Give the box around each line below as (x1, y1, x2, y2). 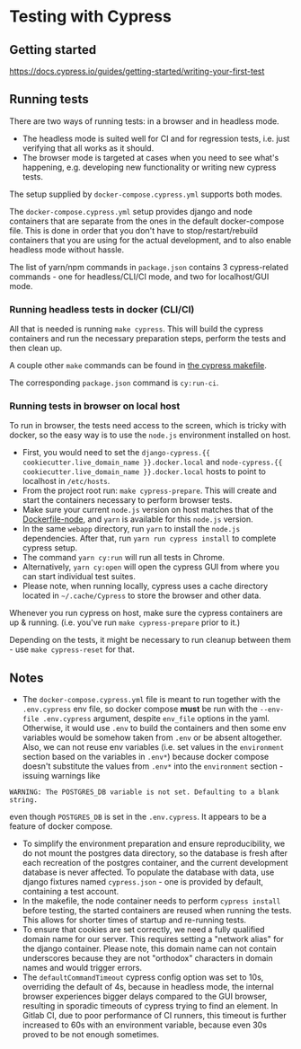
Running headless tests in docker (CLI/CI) (9, 303, 195, 315)
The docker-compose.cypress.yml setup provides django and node (9, 206, 253, 216)
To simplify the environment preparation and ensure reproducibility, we (22, 838, 286, 850)
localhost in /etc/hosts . (22, 476, 111, 487)
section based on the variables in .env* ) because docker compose (22, 752, 270, 763)
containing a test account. (22, 886, 120, 897)
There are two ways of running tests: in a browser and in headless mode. (9, 115, 280, 127)
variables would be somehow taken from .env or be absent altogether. (22, 732, 283, 743)
